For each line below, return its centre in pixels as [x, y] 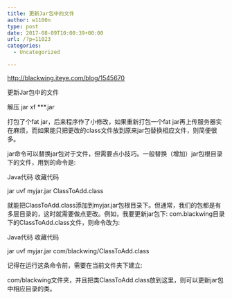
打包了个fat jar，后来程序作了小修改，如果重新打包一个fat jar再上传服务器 [111, 121]
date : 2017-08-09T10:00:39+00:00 [55, 33]
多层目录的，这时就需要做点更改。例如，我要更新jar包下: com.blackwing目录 [116, 214]
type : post [23, 26]
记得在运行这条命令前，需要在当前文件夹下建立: [75, 265]
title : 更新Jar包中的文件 [41, 13]
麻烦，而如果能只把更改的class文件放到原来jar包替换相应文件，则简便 [112, 130]
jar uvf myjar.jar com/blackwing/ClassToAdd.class [78, 251]
